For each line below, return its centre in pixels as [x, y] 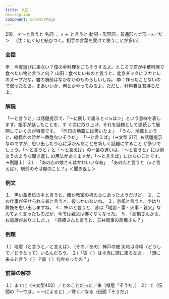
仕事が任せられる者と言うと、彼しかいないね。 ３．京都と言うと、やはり [85, 201]
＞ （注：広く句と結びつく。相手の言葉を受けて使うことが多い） [73, 40]
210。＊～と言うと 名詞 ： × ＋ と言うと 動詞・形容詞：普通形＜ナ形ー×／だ [84, 34]
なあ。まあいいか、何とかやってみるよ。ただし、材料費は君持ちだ [91, 86]
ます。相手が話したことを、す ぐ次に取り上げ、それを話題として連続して [80, 125]
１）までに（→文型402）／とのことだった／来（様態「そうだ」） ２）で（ [82, 285]
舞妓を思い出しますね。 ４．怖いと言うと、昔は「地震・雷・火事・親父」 [81, 208]
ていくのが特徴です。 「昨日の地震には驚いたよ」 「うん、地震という [86, 131]
